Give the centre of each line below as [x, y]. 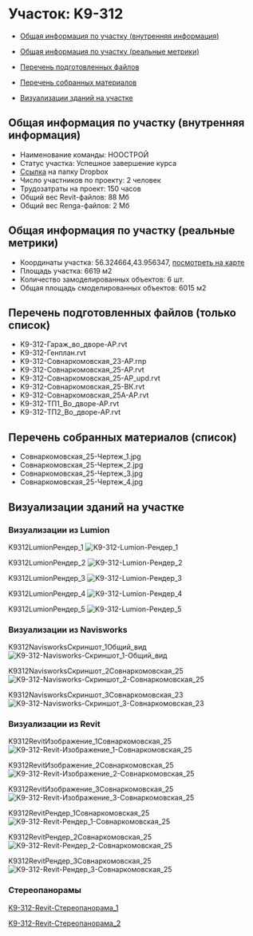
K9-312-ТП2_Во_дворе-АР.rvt [70, 413]
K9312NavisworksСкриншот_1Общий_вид [77, 647]
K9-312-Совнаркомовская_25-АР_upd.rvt [90, 378]
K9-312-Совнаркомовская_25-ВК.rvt [82, 387]
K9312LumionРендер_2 [47, 563]
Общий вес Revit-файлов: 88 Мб [75, 197]
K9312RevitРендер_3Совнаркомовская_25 [80, 861]
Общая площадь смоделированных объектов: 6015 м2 [113, 287]
